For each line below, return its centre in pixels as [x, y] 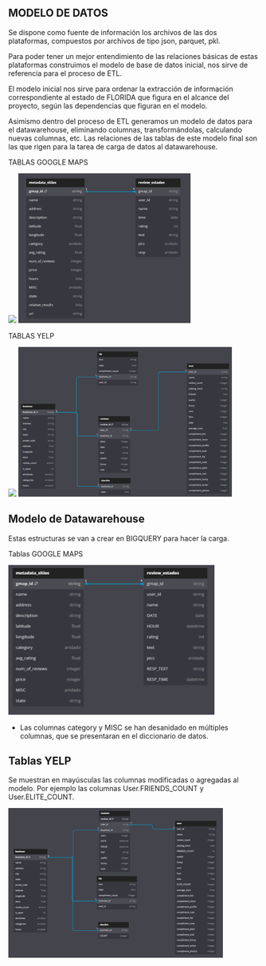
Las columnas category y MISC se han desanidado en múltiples [124, 727]
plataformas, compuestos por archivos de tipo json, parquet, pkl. [114, 41]
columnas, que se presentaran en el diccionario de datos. [114, 736]
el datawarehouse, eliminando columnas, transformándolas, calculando [125, 129]
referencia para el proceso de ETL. [65, 73]
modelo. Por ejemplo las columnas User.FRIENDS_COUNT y [106, 789]
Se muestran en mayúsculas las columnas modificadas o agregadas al [123, 780]
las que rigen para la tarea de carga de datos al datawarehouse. [113, 146]
